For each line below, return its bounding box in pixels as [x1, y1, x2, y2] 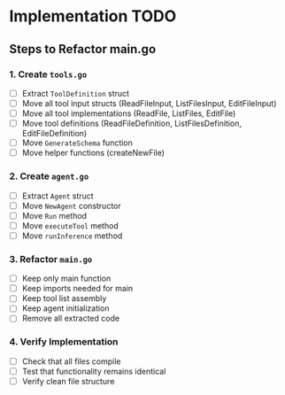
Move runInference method [21, 230, 123, 241]
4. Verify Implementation [9, 336, 119, 348]
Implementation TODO [9, 6, 177, 27]
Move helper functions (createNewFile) [21, 148, 166, 159]
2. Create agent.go [9, 170, 89, 182]
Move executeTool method [21, 220, 119, 231]
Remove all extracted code [21, 313, 120, 324]
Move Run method [21, 210, 87, 221]
